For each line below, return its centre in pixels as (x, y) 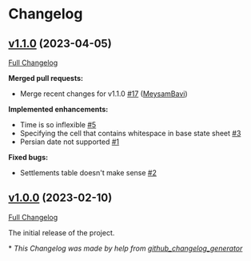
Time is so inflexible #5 (58, 124)
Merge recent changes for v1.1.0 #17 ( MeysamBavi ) (104, 94)
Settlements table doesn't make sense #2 (88, 173)
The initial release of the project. (62, 232)
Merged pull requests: (46, 78)
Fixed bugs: (28, 157)
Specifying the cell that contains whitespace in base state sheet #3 (130, 133)
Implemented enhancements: (58, 109)
